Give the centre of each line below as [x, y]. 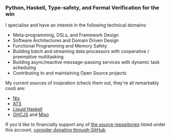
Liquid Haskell [27, 109]
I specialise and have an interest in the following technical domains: [76, 25]
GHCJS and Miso [31, 114]
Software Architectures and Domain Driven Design [66, 40]
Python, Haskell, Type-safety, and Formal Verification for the [82, 8]
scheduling [25, 67]
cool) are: [15, 88]
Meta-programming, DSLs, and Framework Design [66, 35]
